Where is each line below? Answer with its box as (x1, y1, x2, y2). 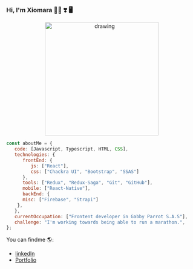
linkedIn (15, 250, 35, 258)
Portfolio (15, 256, 37, 264)
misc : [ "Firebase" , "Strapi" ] (22, 196, 99, 203)
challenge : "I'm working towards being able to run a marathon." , (14, 219, 186, 225)
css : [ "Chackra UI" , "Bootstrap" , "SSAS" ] (30, 169, 139, 175)
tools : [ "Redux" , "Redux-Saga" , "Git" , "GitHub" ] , (22, 180, 153, 186)
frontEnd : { (22, 157, 53, 163)
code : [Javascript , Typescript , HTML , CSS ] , (14, 146, 129, 152)
